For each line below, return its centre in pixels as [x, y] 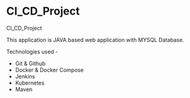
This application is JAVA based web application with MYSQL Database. [95, 40]
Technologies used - [32, 51]
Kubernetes [30, 83]
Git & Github [30, 63]
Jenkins [25, 76]
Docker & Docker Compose [49, 70]
